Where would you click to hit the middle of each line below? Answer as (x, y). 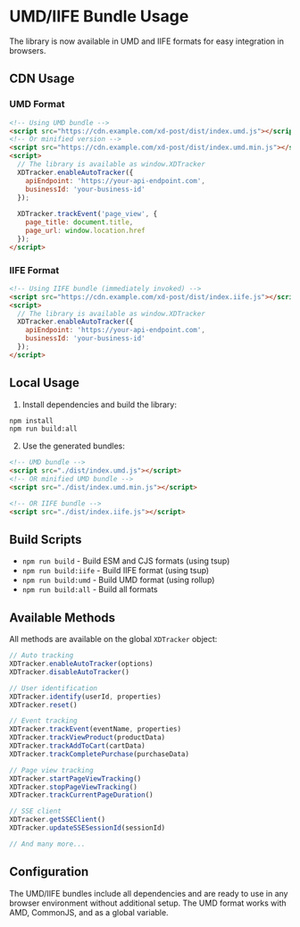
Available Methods (62, 618)
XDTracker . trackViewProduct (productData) (87, 738)
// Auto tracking (42, 656)
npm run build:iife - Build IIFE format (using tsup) (116, 571)
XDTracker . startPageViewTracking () (75, 779)
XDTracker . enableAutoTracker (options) (81, 664)
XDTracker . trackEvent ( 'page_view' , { (87, 214)
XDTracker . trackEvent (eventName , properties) (95, 730)
